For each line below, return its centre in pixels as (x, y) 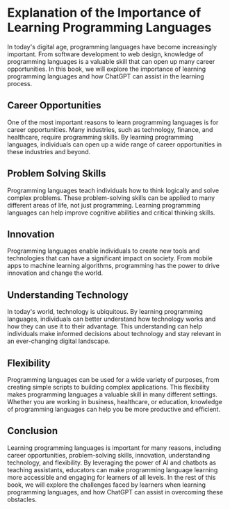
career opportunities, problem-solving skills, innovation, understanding (109, 455)
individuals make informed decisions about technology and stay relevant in (114, 334)
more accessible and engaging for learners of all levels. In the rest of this (112, 477)
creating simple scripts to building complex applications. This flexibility (108, 387)
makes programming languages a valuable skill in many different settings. (112, 394)
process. (20, 83)
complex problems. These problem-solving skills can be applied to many (111, 198)
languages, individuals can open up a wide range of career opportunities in (115, 144)
